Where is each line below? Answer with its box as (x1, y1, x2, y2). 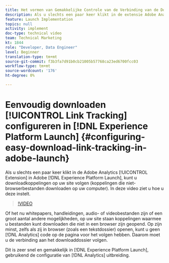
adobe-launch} (5, 153, 70, 164)
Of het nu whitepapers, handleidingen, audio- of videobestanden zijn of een (5, 210, 162, 216)
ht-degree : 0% (5, 73, 35, 78)
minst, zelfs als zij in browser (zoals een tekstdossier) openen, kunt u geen (5, 226, 160, 232)
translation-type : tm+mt (5, 54, 57, 59)
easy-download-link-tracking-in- (5, 142, 147, 154)
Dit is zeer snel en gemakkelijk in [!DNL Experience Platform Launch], (5, 246, 149, 252)
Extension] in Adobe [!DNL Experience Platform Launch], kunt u (5, 174, 137, 180)
